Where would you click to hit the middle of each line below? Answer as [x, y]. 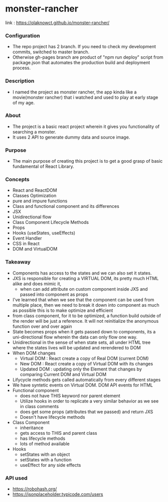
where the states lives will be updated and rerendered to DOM [77, 347]
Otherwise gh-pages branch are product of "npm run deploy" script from [88, 57]
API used [16, 478]
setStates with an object [45, 454]
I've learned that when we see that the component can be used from [83, 300]
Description [20, 81]
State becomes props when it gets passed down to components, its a [84, 331]
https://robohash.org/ [35, 489]
